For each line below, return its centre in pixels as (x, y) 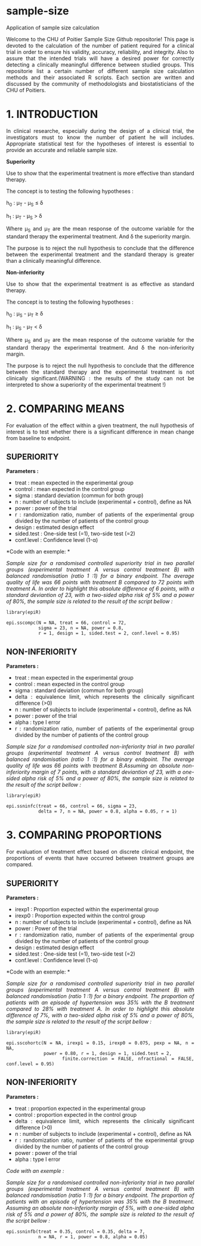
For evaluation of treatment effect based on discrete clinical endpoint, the (100, 852)
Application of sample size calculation (53, 28)
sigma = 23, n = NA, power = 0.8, (81, 628)
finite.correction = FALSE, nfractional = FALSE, (128, 1059)
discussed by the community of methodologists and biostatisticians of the (100, 84)
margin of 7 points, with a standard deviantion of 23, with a (106, 772)
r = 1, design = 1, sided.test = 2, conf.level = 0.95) (109, 633)
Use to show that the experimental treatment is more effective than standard (100, 173)
